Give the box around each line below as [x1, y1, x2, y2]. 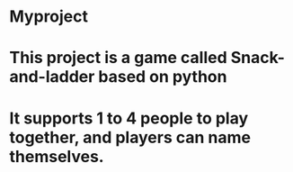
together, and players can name [9, 127, 252, 148]
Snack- [230, 48, 286, 68]
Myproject [9, 6, 88, 27]
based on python [98, 67, 227, 87]
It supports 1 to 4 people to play [9, 108, 249, 128]
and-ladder [9, 67, 95, 87]
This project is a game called [9, 48, 227, 68]
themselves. [9, 146, 105, 167]
